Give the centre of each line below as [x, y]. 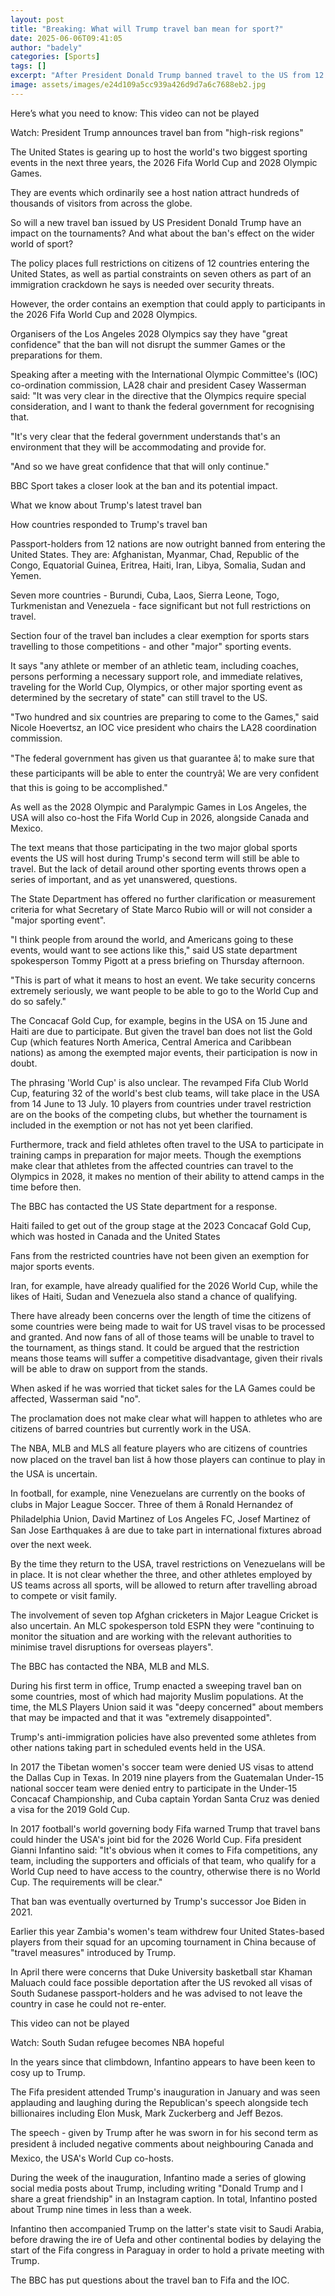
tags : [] [28, 66]
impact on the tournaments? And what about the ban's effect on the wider [162, 233]
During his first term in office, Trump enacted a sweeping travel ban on [156, 1685]
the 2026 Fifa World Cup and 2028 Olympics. [104, 314]
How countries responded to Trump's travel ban [109, 524]
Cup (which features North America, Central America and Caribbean [151, 1042]
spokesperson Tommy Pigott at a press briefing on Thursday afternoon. [157, 960]
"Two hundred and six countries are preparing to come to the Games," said [165, 717]
